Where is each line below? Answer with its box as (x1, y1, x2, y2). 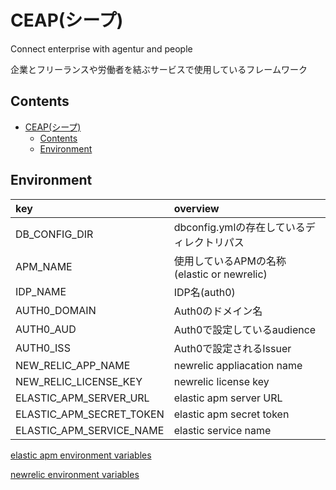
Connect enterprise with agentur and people (10, 42, 193, 55)
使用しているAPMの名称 (173, 254, 287, 268)
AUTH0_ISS (15, 341, 71, 355)
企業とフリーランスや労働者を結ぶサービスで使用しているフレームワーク (10, 63, 308, 75)
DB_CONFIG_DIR (15, 227, 94, 241)
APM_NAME (15, 259, 73, 273)
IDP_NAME (15, 284, 67, 298)
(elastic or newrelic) (173, 267, 268, 281)
